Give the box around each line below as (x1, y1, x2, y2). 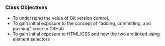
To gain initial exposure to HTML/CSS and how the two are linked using (12, 31, 160, 37)
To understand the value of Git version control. (12, 15, 110, 21)
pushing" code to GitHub (12, 26, 64, 32)
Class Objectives (5, 4, 48, 11)
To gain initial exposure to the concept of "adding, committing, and (12, 20, 151, 26)
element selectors (12, 36, 50, 42)
